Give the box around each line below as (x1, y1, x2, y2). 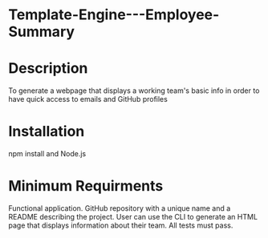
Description (8, 59, 88, 78)
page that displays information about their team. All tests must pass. (8, 220, 233, 230)
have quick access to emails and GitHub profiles (8, 95, 169, 104)
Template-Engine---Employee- (8, 6, 220, 24)
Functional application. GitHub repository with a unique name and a (8, 204, 231, 213)
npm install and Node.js (8, 149, 87, 159)
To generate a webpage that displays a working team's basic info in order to (8, 86, 260, 95)
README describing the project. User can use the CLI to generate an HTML (8, 212, 258, 221)
